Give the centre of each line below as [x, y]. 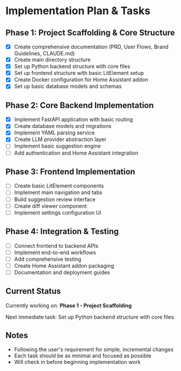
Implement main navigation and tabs [58, 192]
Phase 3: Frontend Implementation [70, 171]
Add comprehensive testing [47, 259]
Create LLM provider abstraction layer [60, 139]
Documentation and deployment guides [62, 272]
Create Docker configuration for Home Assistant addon [81, 80]
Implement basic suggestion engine [57, 146]
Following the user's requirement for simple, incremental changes [94, 350]
